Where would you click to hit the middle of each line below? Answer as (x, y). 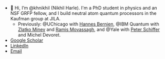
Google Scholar (27, 40)
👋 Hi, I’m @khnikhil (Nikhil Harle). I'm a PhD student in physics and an (84, 8)
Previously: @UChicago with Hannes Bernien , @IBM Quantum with (88, 24)
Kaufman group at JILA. (35, 19)
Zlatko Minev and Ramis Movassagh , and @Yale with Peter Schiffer (89, 29)
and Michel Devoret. (39, 35)
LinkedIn (19, 46)
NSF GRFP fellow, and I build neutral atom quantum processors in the (83, 13)
